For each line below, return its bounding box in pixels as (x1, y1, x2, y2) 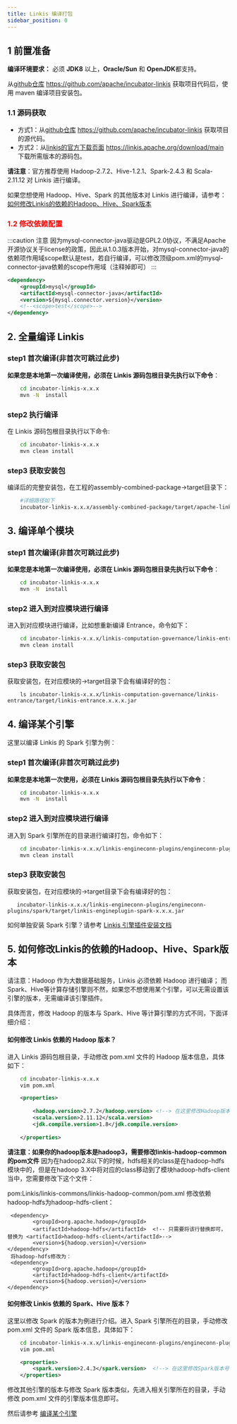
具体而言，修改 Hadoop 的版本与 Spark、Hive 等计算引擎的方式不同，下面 (7, 1009, 222, 1018)
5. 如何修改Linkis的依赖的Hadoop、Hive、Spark (7, 943, 220, 956)
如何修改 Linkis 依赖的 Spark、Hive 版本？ (7, 1299, 130, 1308)
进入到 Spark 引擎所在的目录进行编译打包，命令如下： (7, 831, 164, 839)
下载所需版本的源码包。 (17, 152, 86, 160)
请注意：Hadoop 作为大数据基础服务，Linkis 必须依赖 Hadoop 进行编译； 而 (7, 976, 228, 985)
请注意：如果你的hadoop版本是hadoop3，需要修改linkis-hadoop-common (7, 1148, 227, 1156)
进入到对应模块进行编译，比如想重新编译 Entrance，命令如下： (7, 621, 190, 630)
